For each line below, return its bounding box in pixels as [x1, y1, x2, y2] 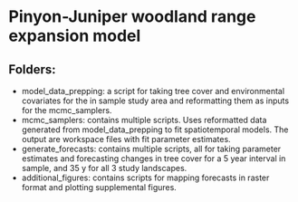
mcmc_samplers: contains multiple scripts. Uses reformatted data [21, 115, 267, 125]
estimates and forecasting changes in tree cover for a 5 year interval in [21, 153, 286, 164]
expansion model [8, 25, 141, 46]
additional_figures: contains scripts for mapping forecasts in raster [21, 172, 270, 183]
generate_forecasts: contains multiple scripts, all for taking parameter [21, 143, 282, 154]
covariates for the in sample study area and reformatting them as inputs [21, 95, 290, 106]
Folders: [8, 62, 56, 77]
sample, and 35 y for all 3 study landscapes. [21, 163, 187, 173]
